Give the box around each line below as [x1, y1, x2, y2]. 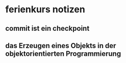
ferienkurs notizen [5, 4, 85, 15]
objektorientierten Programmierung [5, 49, 121, 58]
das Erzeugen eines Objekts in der [5, 41, 116, 50]
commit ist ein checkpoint [5, 24, 90, 33]
